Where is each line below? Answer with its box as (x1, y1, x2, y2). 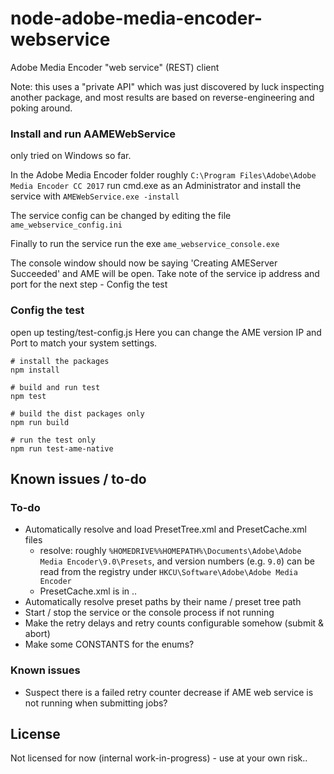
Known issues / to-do (10, 470, 147, 487)
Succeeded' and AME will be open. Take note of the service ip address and (10, 268, 320, 280)
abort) (24, 628, 51, 640)
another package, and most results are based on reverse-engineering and (10, 91, 315, 103)
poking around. (10, 102, 73, 114)
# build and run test (10, 382, 101, 392)
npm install (10, 365, 60, 375)
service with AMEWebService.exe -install (10, 190, 180, 202)
